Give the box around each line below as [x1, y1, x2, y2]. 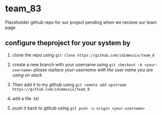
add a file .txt [12, 95, 39, 101]
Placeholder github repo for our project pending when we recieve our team [5, 19, 157, 25]
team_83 [5, 3, 42, 14]
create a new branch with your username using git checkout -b [12, 61, 143, 67]
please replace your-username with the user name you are [33, 67, 154, 73]
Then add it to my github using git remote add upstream [12, 81, 127, 87]
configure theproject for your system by [5, 39, 130, 47]
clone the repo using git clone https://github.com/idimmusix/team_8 [12, 52, 155, 58]
